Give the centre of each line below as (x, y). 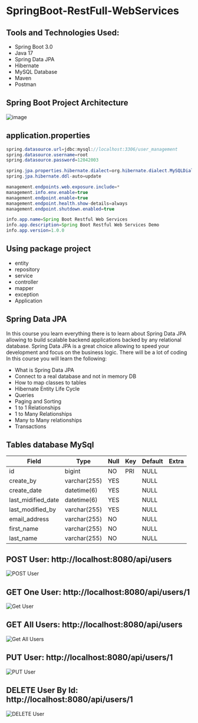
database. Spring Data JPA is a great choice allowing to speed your (88, 346)
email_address (29, 519)
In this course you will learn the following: (57, 359)
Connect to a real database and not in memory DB (75, 376)
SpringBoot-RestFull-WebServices (93, 11)
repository (27, 269)
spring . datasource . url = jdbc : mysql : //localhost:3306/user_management (92, 149)
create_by (23, 481)
